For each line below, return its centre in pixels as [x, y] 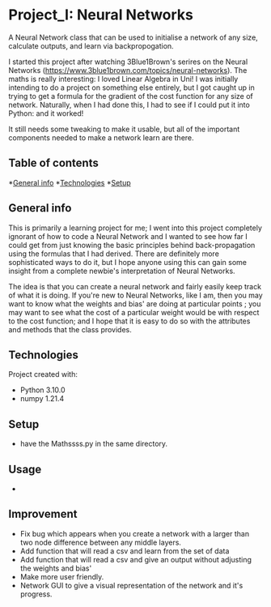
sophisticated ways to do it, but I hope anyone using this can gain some [128, 262]
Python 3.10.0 [43, 390]
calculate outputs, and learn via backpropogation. [91, 45]
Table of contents [53, 163]
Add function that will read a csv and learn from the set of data [125, 551]
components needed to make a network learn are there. [101, 137]
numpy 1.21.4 [42, 399]
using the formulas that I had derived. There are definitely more [114, 254]
